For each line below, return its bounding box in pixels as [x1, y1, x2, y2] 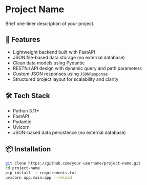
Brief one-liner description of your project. [5, 20, 95, 27]
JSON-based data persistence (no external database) [12, 129, 127, 135]
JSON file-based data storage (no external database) [12, 54, 125, 60]
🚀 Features [5, 35, 40, 44]
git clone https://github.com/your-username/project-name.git [5, 161, 141, 166]
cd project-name [5, 166, 40, 171]
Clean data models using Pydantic [12, 60, 85, 66]
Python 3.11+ [12, 107, 40, 113]
